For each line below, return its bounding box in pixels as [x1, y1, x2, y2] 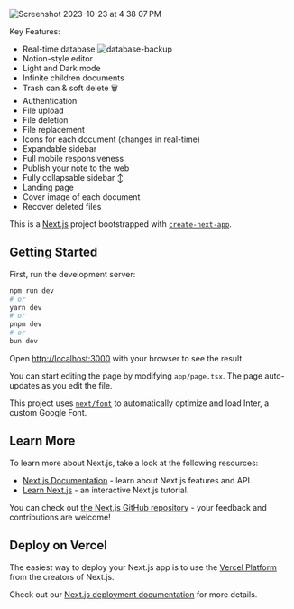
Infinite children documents [22, 72, 124, 83]
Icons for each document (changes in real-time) [22, 134, 201, 145]
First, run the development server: [9, 268, 136, 279]
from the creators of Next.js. [9, 571, 115, 582]
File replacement [22, 125, 86, 135]
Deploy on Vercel [9, 538, 108, 553]
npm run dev [9, 286, 54, 295]
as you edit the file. [41, 379, 113, 390]
